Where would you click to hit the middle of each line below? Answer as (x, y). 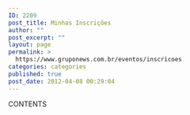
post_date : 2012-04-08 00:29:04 (61, 81)
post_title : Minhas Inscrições (60, 23)
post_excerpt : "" (37, 37)
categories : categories (47, 67)
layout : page (30, 45)
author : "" (26, 30)
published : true (35, 74)
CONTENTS (28, 104)
